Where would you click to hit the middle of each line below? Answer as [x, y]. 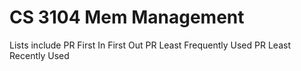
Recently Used [39, 55]
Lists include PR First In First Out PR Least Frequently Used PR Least [150, 45]
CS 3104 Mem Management [127, 17]
